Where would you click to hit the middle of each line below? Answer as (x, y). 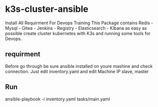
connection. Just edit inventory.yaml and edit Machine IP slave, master (77, 71)
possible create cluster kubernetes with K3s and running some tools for (78, 33)
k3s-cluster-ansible (47, 9)
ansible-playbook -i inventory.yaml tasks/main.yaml (58, 99)
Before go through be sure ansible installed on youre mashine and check (79, 66)
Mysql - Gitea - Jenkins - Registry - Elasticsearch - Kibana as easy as (76, 28)
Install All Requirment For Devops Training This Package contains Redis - (79, 23)
